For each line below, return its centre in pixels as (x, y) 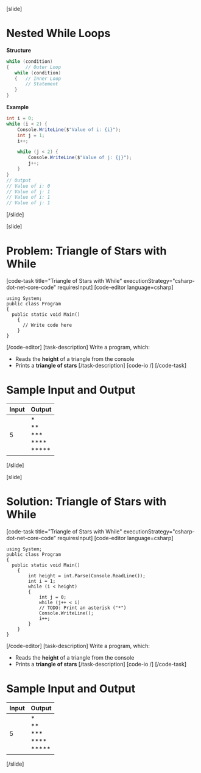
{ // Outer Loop (34, 67)
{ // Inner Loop (38, 79)
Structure (19, 50)
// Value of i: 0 (28, 186)
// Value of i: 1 (28, 198)
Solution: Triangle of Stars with (86, 502)
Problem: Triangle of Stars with (86, 251)
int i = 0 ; (20, 118)
